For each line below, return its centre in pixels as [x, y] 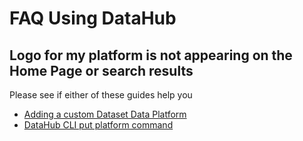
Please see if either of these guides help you [101, 95]
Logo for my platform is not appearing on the [151, 55]
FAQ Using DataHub [93, 18]
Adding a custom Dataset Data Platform [105, 114]
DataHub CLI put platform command [98, 125]
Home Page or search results [101, 70]
